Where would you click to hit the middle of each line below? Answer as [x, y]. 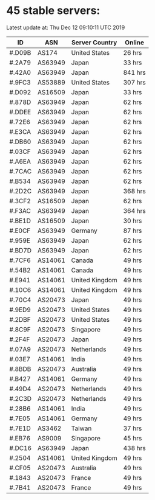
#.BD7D [21, 250]
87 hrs [133, 231]
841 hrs [135, 72]
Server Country [94, 42]
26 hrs [133, 52]
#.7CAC [21, 171]
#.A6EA [20, 161]
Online [134, 42]
